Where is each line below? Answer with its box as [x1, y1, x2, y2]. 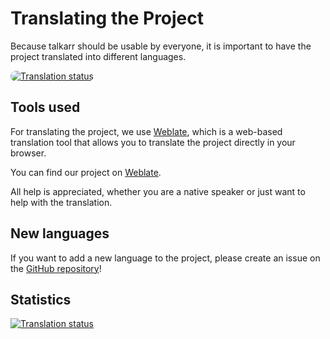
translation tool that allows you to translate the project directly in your [10, 136, 296, 148]
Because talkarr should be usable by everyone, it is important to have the [10, 40, 312, 52]
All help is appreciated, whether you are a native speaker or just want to [10, 185, 306, 197]
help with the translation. [10, 196, 113, 208]
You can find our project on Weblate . [10, 166, 162, 178]
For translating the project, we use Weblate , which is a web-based [10, 125, 283, 137]
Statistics [10, 291, 72, 308]
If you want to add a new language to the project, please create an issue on [10, 252, 321, 264]
